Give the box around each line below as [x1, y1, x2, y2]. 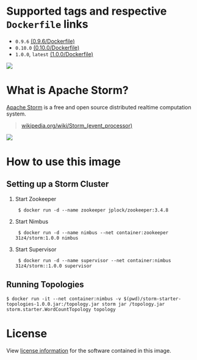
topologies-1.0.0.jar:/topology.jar [6, 301, 99, 307]
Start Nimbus [15, 218, 49, 225]
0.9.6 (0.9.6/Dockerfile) [15, 37, 75, 45]
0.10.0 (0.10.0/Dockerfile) [15, 44, 80, 51]
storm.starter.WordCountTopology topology [6, 306, 116, 312]
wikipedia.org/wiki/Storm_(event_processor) [21, 122, 133, 129]
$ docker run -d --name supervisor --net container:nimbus [18, 257, 171, 263]
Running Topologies [6, 279, 84, 290]
